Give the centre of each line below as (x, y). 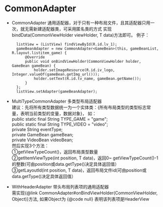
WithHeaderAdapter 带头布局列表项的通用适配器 (60, 186)
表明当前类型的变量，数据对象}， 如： (58, 113)
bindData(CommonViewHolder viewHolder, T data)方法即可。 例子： (81, 35)
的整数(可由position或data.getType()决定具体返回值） (65, 164)
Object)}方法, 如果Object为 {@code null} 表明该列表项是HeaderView (81, 199)
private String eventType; (37, 129)
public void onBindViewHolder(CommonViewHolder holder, (83, 61)
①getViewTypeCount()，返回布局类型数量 (55, 152)
